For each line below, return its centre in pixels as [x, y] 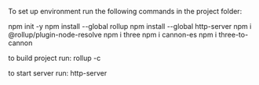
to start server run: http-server [58, 73]
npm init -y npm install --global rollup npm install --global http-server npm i [130, 26]
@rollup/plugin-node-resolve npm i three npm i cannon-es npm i [113, 35]
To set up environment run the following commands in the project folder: [125, 11]
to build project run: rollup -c [55, 58]
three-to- [233, 35]
